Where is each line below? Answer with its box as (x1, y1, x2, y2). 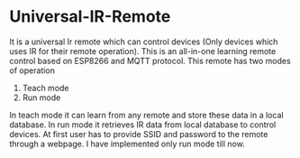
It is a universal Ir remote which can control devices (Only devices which (9, 36, 278, 47)
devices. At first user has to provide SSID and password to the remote (9, 128, 268, 139)
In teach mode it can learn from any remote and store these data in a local (9, 109, 284, 120)
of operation (9, 65, 56, 76)
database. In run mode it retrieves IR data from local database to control (9, 119, 277, 130)
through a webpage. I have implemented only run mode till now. (9, 138, 245, 149)
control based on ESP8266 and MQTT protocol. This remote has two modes (9, 55, 291, 66)
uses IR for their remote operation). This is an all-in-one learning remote (9, 45, 277, 56)
